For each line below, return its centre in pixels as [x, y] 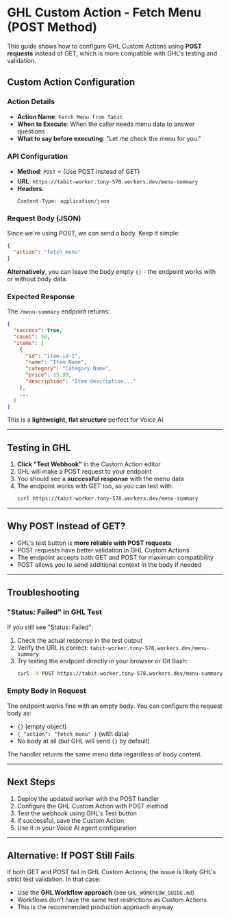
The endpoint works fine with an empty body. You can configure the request [115, 706]
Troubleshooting [43, 592]
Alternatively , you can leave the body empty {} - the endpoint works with [112, 271]
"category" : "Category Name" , [68, 369]
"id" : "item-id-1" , [53, 356]
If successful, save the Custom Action [71, 820]
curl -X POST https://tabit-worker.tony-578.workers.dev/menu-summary [120, 673]
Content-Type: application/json [63, 201]
